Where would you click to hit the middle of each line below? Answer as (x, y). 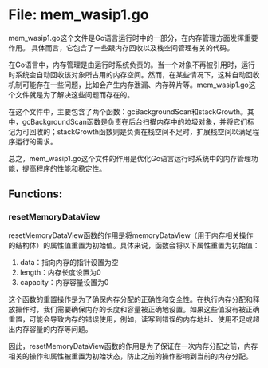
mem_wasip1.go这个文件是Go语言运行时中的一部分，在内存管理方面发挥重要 (133, 38)
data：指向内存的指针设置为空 (69, 262)
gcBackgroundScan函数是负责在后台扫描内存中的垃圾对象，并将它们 (135, 121)
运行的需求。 (36, 141)
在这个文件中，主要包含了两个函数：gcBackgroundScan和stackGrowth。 (128, 111)
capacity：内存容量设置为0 (64, 282)
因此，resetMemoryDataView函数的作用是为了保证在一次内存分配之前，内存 (133, 346)
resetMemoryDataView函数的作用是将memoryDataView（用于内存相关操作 (131, 235)
